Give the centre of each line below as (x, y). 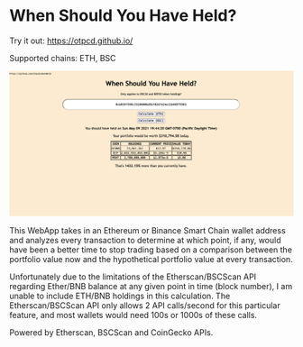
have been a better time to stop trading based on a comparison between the (151, 250)
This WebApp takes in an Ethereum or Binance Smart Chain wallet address (147, 231)
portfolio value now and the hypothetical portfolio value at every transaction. (151, 260)
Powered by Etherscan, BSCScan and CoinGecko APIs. (111, 333)
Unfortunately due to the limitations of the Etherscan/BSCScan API (133, 277)
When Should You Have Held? (123, 16)
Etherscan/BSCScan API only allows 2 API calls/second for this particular (145, 306)
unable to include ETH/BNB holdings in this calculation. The (120, 296)
